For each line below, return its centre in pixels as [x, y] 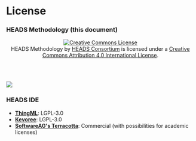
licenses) [26, 132]
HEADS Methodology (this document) [62, 30]
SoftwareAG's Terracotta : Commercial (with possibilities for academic [102, 125]
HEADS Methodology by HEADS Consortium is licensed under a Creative [100, 49]
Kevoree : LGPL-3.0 [38, 119]
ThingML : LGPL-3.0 [39, 113]
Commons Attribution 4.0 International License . [100, 56]
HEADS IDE [23, 100]
